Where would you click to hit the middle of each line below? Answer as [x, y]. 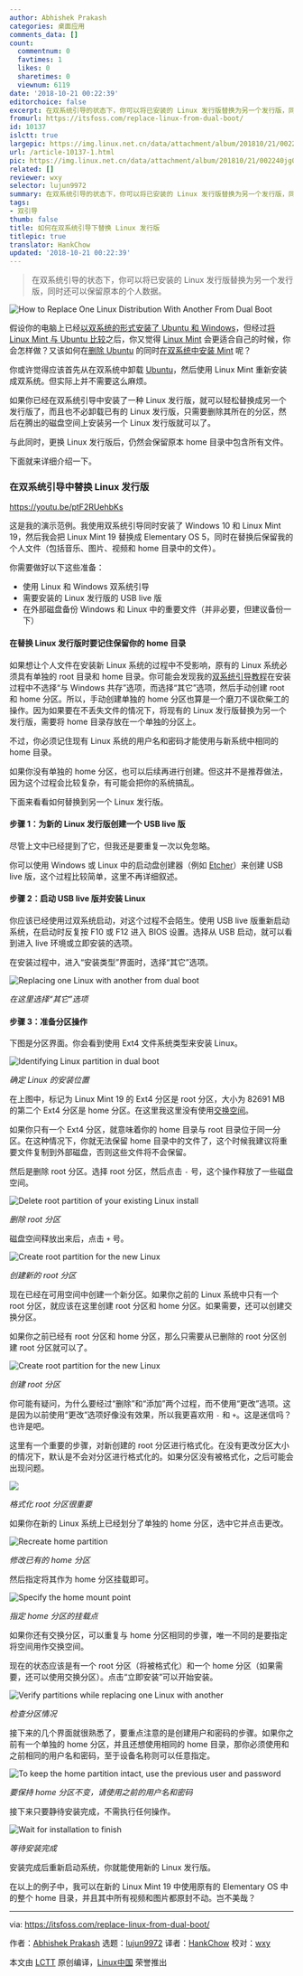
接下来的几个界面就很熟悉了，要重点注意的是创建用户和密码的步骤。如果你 [147, 1733]
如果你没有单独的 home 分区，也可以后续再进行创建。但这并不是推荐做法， [148, 771]
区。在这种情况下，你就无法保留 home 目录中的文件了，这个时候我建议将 [144, 1141]
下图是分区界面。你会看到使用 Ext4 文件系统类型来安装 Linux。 [126, 1043]
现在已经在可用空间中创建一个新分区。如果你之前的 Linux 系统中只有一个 [144, 1294]
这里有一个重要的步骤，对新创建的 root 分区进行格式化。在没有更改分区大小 [150, 1445]
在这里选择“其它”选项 [49, 999]
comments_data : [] [44, 34]
